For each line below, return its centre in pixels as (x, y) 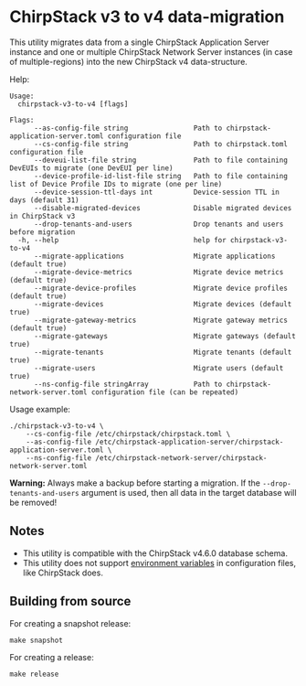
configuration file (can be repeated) (165, 392)
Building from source (70, 601)
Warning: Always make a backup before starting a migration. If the (135, 483)
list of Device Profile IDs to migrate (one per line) (116, 184)
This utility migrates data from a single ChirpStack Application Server (139, 42)
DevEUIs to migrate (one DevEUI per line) (91, 168)
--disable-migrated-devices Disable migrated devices (163, 208)
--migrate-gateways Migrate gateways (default (165, 336)
